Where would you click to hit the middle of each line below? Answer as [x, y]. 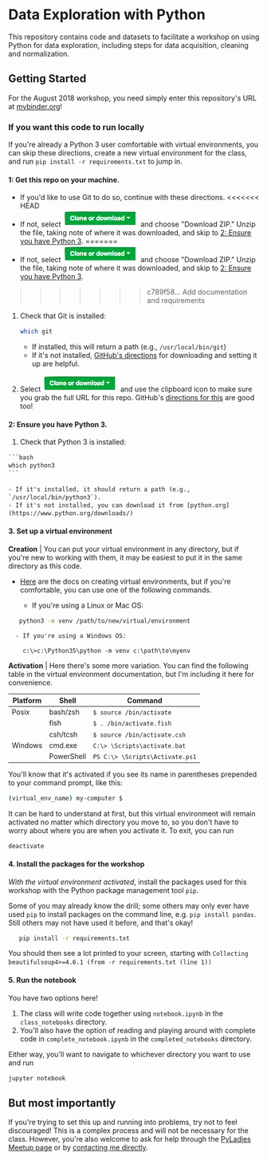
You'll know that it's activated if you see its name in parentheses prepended [133, 774]
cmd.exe [63, 745]
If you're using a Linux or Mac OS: [87, 605]
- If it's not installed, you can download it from [96, 505]
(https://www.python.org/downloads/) [71, 513]
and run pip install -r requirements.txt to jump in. [96, 162]
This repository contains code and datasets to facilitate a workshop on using [134, 37]
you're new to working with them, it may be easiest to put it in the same [126, 557]
